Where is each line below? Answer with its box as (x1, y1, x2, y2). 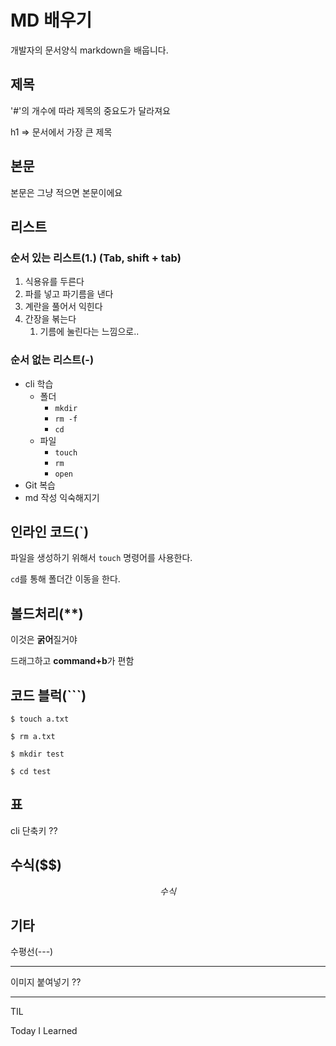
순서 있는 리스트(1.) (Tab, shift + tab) (10, 251, 182, 265)
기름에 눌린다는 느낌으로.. (39, 326, 140, 338)
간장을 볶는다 (24, 313, 77, 325)
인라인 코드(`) (10, 523, 90, 540)
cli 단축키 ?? (10, 824, 58, 836)
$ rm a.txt (10, 731, 56, 741)
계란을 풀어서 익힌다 (24, 301, 103, 313)
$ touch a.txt (10, 714, 70, 724)
